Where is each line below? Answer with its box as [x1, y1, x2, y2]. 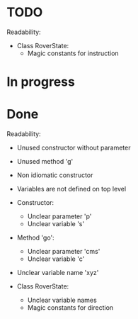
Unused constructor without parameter [16, 143, 131, 152]
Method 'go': [16, 233, 54, 242]
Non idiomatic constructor [16, 171, 93, 179]
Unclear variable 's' [27, 220, 85, 228]
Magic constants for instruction [27, 49, 119, 57]
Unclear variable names [27, 296, 97, 305]
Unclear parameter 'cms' [27, 247, 100, 256]
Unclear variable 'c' [27, 254, 85, 263]
